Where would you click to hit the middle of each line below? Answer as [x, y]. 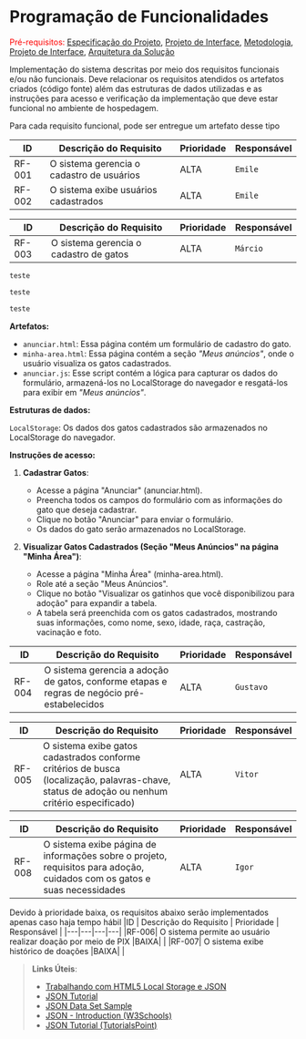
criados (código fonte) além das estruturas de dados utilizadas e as [136, 88]
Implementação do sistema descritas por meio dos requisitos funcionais [144, 69]
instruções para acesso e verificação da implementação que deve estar [144, 98]
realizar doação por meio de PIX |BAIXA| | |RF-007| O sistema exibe [137, 941]
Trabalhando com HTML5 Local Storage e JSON [136, 986]
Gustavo [252, 687]
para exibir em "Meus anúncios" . [84, 392]
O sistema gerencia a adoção [107, 670]
